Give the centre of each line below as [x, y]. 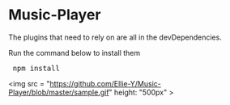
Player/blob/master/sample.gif [59, 92]
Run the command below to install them [75, 52]
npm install [36, 68]
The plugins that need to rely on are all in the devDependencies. [115, 37]
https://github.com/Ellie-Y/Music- [106, 83]
